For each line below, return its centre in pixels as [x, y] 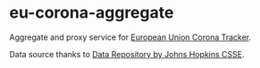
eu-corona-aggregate [92, 13]
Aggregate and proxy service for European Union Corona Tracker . [130, 37]
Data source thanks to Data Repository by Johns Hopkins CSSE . [127, 54]
